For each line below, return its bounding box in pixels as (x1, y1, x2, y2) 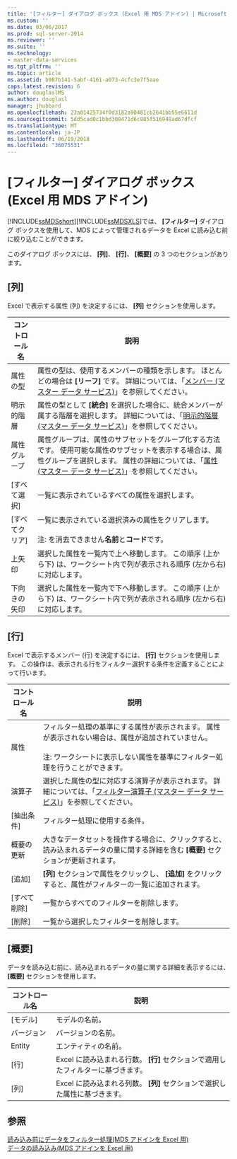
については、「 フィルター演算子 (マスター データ (49, 786, 208, 796)
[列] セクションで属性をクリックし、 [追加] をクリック (42, 868, 222, 878)
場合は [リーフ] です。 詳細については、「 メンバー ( (51, 376, 218, 386)
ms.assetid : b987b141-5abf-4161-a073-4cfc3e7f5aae (7, 76, 159, 83)
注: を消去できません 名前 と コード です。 (37, 534, 168, 544)
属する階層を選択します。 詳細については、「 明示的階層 (37, 410, 219, 420)
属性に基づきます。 (63, 1089, 126, 1099)
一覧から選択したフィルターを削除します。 (42, 916, 183, 926)
